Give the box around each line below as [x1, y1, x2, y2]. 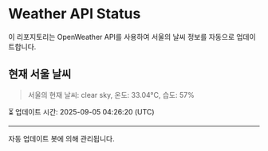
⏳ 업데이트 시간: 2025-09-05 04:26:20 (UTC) [8, 106, 155, 116]
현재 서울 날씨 [8, 68, 72, 81]
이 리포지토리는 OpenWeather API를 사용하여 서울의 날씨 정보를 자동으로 [8, 32, 235, 41]
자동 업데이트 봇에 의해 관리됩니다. [8, 134, 115, 143]
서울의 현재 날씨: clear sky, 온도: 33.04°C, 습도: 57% [27, 90, 195, 99]
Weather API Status [8, 5, 141, 23]
